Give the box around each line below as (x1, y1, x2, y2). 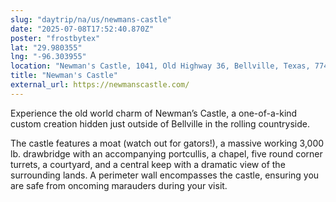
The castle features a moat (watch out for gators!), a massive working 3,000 (10, 137, 325, 149)
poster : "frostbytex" (10, 33, 101, 43)
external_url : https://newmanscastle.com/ (10, 80, 190, 90)
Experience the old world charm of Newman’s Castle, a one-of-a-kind (10, 107, 298, 119)
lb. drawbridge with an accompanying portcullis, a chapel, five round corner (10, 147, 323, 160)
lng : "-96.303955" (10, 52, 87, 62)
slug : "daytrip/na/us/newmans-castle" (10, 14, 172, 25)
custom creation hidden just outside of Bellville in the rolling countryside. (10, 117, 311, 130)
